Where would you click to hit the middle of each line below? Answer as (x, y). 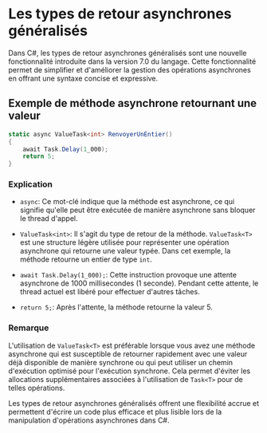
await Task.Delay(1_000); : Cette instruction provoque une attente (128, 275)
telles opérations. (37, 388)
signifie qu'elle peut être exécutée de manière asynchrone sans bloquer (137, 210)
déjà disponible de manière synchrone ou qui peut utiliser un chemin (121, 362)
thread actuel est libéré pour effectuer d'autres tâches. (110, 292)
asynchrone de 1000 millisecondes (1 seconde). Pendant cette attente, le (139, 283)
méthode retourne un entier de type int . (86, 259)
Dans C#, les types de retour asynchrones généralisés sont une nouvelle (128, 53)
